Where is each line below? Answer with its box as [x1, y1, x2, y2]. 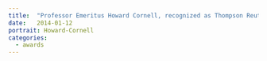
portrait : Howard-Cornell [8, 26, 94, 34]
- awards [15, 41, 44, 49]
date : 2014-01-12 [8, 19, 73, 27]
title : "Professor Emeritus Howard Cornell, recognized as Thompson [8, 11, 244, 20]
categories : [8, 33, 48, 42]
